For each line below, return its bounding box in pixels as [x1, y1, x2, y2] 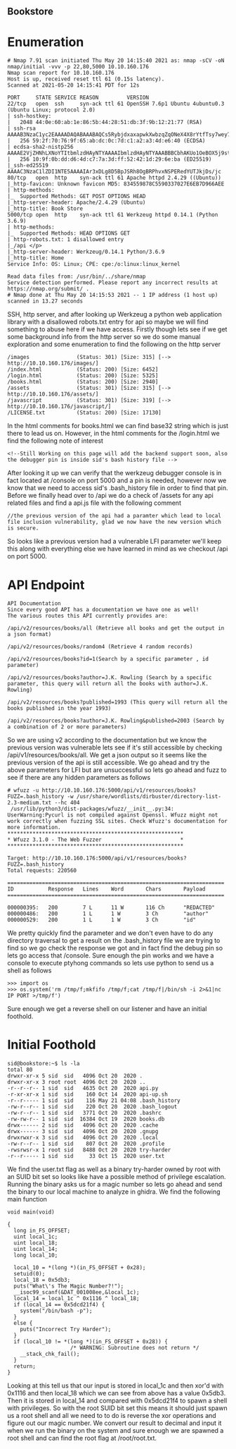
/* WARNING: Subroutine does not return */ [70, 1345, 199, 1352]
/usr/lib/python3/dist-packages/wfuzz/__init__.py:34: [10, 805, 174, 813]
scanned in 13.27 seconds [7, 298, 83, 305]
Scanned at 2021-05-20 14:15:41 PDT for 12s [7, 82, 140, 89]
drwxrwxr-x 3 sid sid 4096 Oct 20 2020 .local [7, 1135, 159, 1142]
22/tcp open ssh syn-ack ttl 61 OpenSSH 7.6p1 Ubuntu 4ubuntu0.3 [7, 100, 225, 108]
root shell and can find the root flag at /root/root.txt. [7, 1434, 157, 1443]
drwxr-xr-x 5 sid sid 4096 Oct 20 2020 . [7, 1072, 143, 1080]
